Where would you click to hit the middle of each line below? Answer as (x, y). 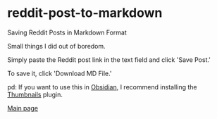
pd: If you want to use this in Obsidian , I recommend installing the (102, 87)
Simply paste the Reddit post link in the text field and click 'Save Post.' (109, 60)
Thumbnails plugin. (35, 94)
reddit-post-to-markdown (85, 13)
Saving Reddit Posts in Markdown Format (67, 32)
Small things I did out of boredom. (56, 46)
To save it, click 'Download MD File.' (60, 73)
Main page (23, 108)
